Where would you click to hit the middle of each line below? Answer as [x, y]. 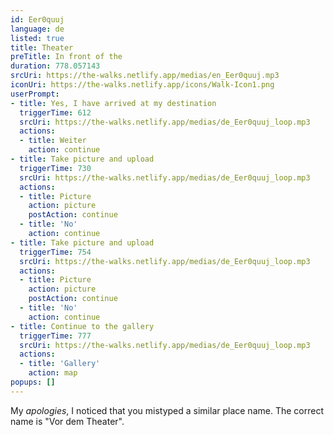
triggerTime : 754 [55, 252]
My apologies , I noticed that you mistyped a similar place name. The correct [167, 410]
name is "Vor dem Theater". [67, 421]
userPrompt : [35, 94]
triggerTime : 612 [55, 112]
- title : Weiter [53, 141]
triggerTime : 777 [55, 336]
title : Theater [42, 47]
